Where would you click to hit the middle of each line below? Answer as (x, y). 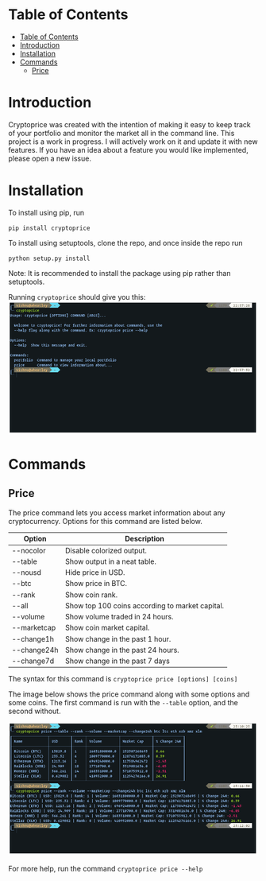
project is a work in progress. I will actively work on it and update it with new (133, 142)
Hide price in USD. (95, 572)
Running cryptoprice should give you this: (77, 297)
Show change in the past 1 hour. (118, 638)
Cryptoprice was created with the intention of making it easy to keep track (130, 124)
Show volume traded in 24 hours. (119, 617)
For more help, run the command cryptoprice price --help (106, 868)
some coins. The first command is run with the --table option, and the (123, 702)
